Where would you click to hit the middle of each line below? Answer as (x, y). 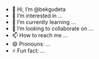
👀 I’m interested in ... (37, 16)
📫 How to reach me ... (40, 35)
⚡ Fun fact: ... (28, 51)
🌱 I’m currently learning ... (44, 22)
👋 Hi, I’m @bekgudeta (39, 9)
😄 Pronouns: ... (31, 44)
